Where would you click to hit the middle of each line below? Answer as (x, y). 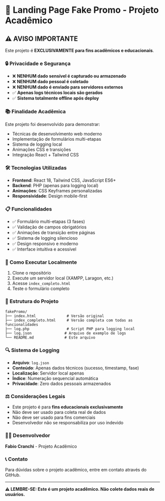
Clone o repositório (32, 273)
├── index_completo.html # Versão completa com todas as (69, 320)
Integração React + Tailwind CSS (45, 155)
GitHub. (13, 475)
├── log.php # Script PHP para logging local (70, 329)
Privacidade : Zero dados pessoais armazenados (62, 384)
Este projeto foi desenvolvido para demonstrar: (53, 124)
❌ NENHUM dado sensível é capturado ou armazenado (69, 76)
